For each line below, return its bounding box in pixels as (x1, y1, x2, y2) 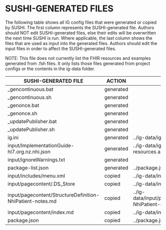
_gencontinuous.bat (7, 86, 54, 92)
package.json (7, 217, 39, 224)
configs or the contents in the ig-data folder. (5, 65, 95, 72)
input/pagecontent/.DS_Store (7, 180, 76, 187)
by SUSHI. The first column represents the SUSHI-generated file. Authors (5, 24, 155, 30)
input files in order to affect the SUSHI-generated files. (5, 46, 117, 51)
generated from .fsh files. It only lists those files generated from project (5, 60, 151, 66)
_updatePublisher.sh (7, 126, 55, 133)
